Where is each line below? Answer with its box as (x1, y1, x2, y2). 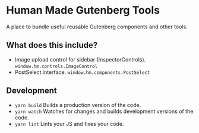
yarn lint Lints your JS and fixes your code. (14, 120, 124, 127)
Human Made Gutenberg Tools (6, 4, 160, 17)
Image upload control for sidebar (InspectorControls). (14, 56, 146, 63)
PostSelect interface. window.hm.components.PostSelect (14, 69, 150, 76)
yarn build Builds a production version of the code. (14, 101, 141, 108)
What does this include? (6, 40, 98, 50)
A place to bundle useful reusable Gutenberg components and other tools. (6, 23, 188, 30)
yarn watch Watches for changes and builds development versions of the (14, 108, 194, 115)
